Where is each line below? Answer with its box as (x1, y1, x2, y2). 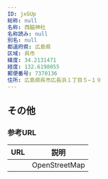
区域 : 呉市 (7, 50, 36, 58)
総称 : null (7, 17, 38, 24)
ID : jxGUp (7, 10, 37, 18)
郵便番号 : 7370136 (7, 70, 58, 77)
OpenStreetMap (31, 161, 85, 170)
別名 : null (7, 37, 38, 44)
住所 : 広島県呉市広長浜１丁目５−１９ (7, 76, 102, 84)
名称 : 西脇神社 (7, 23, 46, 31)
